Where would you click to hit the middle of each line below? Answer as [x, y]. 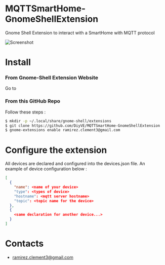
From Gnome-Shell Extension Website [52, 78]
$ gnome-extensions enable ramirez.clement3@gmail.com [63, 130]
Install [18, 62]
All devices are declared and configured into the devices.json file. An [75, 164]
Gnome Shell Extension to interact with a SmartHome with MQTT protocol [80, 33]
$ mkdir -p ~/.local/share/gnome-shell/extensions [58, 121]
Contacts [24, 244]
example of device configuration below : [46, 169]
